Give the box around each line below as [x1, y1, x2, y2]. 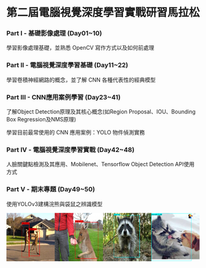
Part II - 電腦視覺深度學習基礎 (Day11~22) [6, 61, 129, 69]
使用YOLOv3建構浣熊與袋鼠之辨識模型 [6, 200, 103, 207]
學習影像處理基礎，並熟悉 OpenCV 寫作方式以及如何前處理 [6, 44, 154, 52]
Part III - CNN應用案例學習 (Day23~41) [6, 93, 121, 101]
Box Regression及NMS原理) [6, 116, 77, 123]
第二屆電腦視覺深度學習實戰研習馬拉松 [6, 6, 200, 20]
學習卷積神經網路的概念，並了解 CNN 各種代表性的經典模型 [6, 76, 156, 83]
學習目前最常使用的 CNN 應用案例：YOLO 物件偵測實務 [6, 129, 145, 136]
